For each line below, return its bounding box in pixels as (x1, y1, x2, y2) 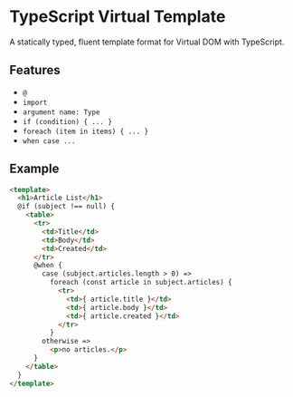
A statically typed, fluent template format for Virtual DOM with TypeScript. (9, 36, 285, 47)
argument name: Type (22, 107, 100, 117)
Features (9, 63, 61, 78)
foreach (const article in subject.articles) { (49, 278, 232, 287)
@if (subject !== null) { (17, 202, 116, 211)
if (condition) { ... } (22, 117, 113, 126)
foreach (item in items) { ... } (22, 127, 149, 136)
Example (9, 161, 60, 177)
